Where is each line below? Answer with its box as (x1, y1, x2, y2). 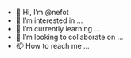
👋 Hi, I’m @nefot (15, 8, 69, 16)
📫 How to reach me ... (15, 42, 90, 50)
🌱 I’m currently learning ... (15, 24, 101, 33)
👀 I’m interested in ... (15, 16, 83, 25)
